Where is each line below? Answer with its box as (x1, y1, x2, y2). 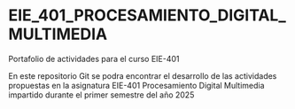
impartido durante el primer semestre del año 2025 (8, 90, 195, 100)
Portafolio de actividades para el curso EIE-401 (8, 53, 180, 64)
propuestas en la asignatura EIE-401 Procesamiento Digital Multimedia (8, 80, 265, 90)
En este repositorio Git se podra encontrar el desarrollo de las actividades (8, 70, 277, 81)
